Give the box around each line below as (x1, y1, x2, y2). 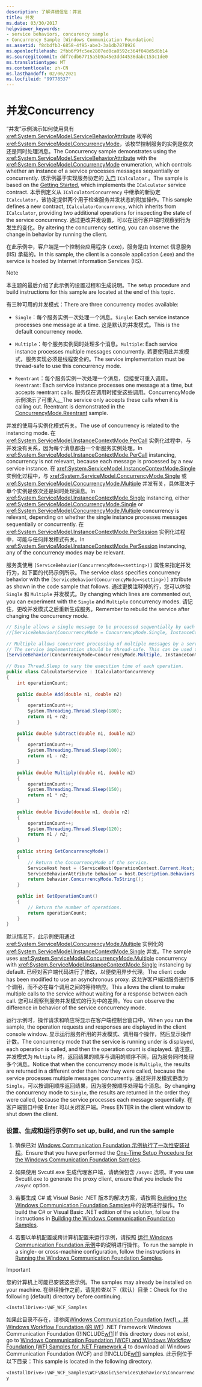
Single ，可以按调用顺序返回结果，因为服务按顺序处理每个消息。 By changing (6, 1082, 196, 1090)
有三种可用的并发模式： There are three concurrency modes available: (6, 301, 179, 308)
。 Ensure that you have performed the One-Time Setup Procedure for (20, 1149, 193, 1156)
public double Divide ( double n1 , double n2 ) (17, 809, 130, 815)
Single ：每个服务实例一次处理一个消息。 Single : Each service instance (14, 314, 189, 321)
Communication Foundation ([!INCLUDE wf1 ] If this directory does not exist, (6, 1330, 191, 1337)
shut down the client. (6, 1111, 58, 1118)
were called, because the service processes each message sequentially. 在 (6, 1096, 193, 1103)
